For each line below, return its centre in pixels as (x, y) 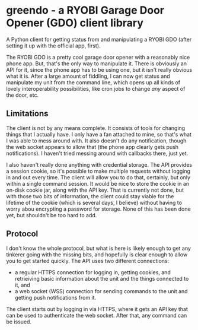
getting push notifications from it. (55, 297)
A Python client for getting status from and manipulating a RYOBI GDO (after (99, 39)
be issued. (19, 322)
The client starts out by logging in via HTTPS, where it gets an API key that (97, 309)
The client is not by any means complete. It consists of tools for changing (96, 128)
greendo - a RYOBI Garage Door (85, 10)
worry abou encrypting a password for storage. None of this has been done (98, 209)
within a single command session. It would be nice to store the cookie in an (98, 183)
